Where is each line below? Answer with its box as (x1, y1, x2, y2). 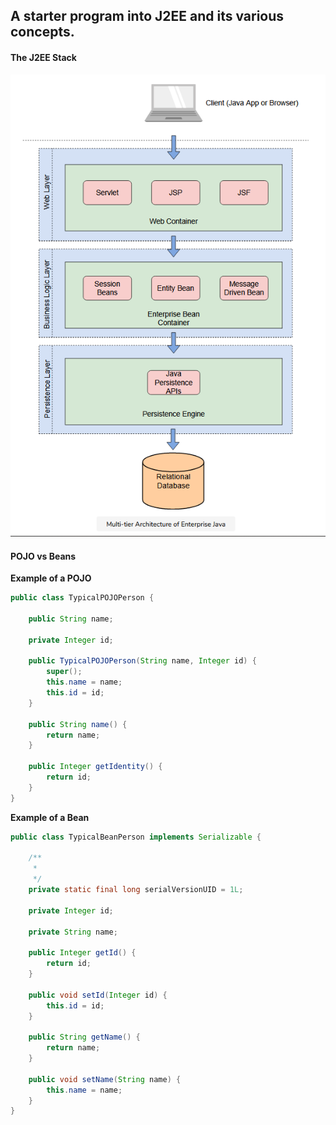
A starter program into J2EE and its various (10, 8, 285, 25)
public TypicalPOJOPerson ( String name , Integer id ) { (28, 656, 257, 666)
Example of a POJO (10, 572, 92, 584)
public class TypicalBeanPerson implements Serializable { (10, 832, 262, 842)
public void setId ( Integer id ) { (28, 990, 168, 1000)
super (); (46, 667, 83, 677)
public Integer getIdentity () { (28, 762, 163, 772)
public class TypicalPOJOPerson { (10, 593, 155, 603)
